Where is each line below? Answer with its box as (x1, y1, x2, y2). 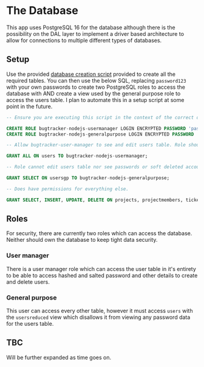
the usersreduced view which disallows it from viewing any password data (6, 314, 191, 321)
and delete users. (6, 278, 50, 286)
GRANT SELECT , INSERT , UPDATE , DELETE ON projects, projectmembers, (6, 197, 183, 203)
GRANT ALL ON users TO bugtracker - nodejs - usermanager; (6, 153, 148, 159)
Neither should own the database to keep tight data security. (6, 236, 158, 244)
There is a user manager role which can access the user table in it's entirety (6, 265, 196, 272)
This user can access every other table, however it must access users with (6, 307, 193, 315)
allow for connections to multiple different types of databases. (6, 36, 162, 44)
